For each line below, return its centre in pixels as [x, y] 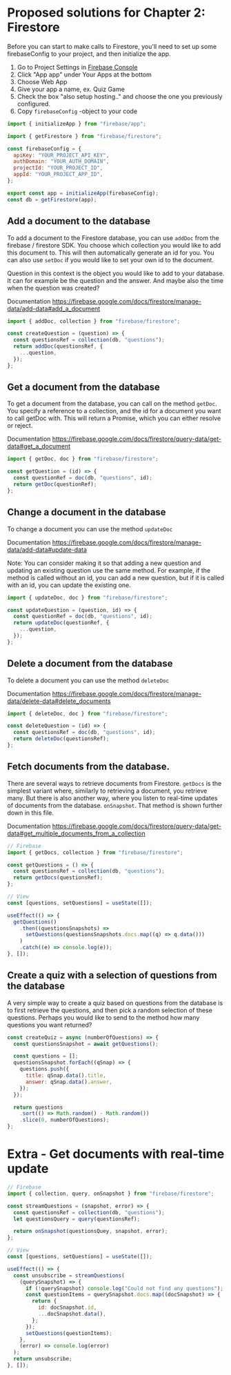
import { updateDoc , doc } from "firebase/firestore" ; [88, 597]
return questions [38, 1107]
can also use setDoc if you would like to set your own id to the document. [110, 259]
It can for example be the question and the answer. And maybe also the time [115, 280]
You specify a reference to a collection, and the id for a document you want [114, 411]
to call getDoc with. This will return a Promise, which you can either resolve [114, 418]
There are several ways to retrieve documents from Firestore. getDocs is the [114, 783]
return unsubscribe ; [43, 1359]
